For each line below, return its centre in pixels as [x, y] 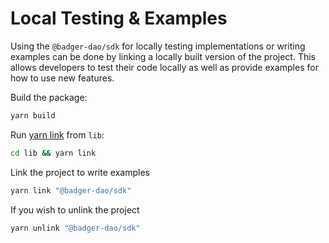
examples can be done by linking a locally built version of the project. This [163, 56]
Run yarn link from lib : [57, 134]
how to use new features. [62, 78]
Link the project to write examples [80, 172]
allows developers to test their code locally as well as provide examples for [164, 67]
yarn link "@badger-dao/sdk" [71, 190]
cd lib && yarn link [53, 153]
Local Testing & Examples [119, 18]
